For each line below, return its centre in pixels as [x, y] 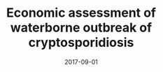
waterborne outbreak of [81, 28]
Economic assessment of [81, 13]
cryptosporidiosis [81, 43]
